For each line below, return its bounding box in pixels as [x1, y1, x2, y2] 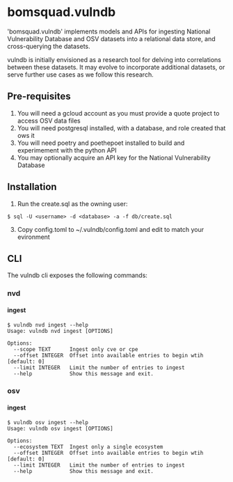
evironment [17, 233, 50, 241]
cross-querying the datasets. [7, 42, 90, 50]
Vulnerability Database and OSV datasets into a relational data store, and [7, 34, 216, 42]
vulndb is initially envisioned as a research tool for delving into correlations [7, 55, 221, 63]
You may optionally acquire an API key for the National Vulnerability [17, 153, 211, 162]
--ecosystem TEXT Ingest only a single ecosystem [13, 443, 163, 450]
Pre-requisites [7, 91, 71, 102]
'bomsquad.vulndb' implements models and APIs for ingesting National [7, 27, 211, 36]
